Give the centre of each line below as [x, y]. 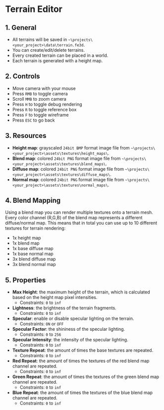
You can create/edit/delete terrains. [49, 50]
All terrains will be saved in [40, 39]
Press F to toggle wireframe [40, 115]
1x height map [27, 238]
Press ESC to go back [34, 120]
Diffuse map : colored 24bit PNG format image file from [68, 169]
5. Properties [26, 280]
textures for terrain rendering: [35, 228]
